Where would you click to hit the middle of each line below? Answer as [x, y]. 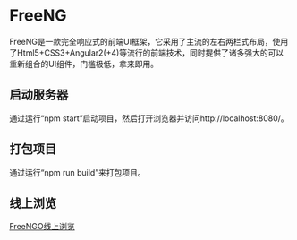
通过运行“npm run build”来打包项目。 [77, 172]
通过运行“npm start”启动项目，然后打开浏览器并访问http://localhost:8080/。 [149, 118]
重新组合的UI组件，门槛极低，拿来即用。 [84, 64]
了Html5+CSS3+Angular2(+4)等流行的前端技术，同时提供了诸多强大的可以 [147, 52]
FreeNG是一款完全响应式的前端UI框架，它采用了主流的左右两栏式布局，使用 [149, 41]
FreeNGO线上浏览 [42, 227]
